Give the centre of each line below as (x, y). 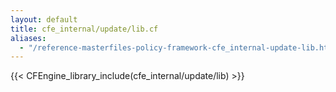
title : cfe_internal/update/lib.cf (84, 29)
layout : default (44, 19)
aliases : (28, 38)
